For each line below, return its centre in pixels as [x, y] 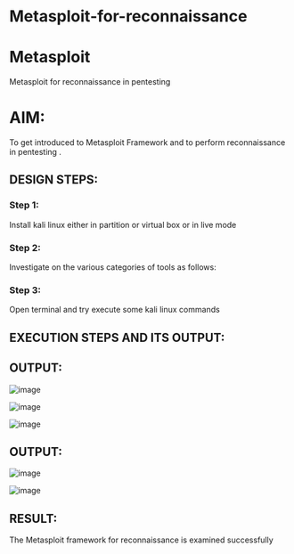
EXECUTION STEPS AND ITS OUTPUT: [117, 337]
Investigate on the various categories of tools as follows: [113, 267]
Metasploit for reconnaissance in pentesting [90, 82]
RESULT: [33, 518]
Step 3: [25, 289]
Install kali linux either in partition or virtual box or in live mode [123, 224]
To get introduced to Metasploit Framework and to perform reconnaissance [147, 143]
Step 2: [25, 248]
